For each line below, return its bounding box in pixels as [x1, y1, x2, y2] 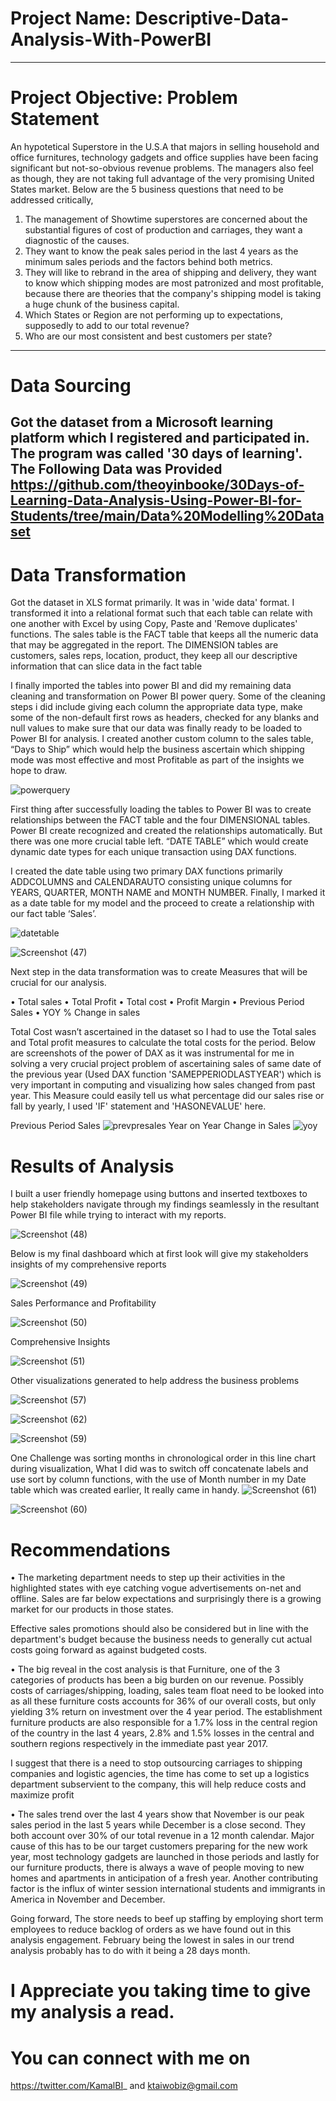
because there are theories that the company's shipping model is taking [24, 287, 322, 299]
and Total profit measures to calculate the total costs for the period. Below [10, 1037, 317, 1049]
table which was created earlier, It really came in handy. [10, 1484, 240, 1496]
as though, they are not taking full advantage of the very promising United [10, 172, 315, 184]
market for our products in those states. [10, 1603, 174, 1616]
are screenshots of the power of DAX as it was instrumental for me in [10, 1047, 295, 1059]
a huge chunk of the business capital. [24, 298, 180, 310]
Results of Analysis [10, 1155, 175, 1177]
